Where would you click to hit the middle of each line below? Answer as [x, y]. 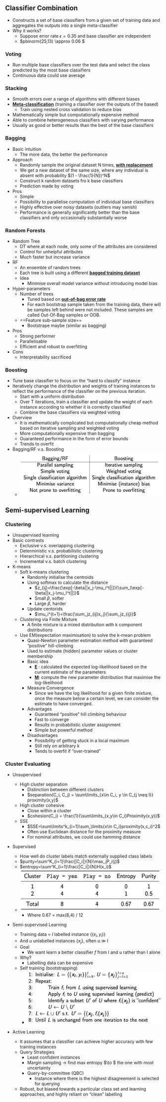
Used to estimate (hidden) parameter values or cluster [82, 651]
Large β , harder [50, 604]
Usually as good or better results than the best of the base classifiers [83, 125]
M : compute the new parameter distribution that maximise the [98, 677]
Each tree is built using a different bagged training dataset [80, 273]
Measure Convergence [51, 688]
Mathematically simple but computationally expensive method [75, 115]
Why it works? [27, 31]
